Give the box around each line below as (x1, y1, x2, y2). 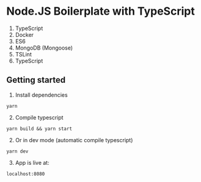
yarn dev (6, 148, 29, 154)
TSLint (15, 50, 32, 58)
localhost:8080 (6, 170, 45, 177)
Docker (15, 31, 34, 38)
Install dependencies (15, 91, 68, 99)
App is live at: (15, 159, 50, 166)
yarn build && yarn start (6, 126, 72, 132)
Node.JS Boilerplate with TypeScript (6, 4, 196, 18)
